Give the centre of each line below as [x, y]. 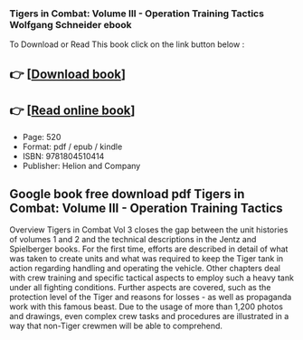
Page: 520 [42, 137]
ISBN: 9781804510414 [63, 156]
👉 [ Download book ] [68, 74]
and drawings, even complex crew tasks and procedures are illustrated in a [149, 316]
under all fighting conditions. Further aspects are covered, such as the [140, 288]
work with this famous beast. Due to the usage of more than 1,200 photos [146, 307]
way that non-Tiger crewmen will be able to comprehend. [116, 326]
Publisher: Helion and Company [81, 165]
